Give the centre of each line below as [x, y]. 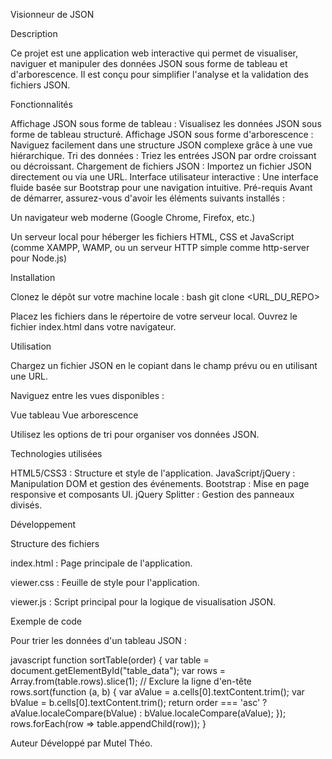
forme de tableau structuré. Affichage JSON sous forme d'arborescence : [162, 134]
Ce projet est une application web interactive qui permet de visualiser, [154, 53]
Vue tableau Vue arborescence [74, 415]
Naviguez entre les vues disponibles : [87, 395]
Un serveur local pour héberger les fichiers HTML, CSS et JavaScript [152, 237]
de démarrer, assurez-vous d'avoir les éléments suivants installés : [147, 198]
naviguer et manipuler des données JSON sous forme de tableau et [149, 63]
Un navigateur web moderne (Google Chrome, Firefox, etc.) [133, 217]
